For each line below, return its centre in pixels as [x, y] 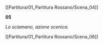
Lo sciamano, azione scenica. [37, 27]
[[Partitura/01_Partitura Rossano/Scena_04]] [52, 7]
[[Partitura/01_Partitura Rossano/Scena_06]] [52, 37]
